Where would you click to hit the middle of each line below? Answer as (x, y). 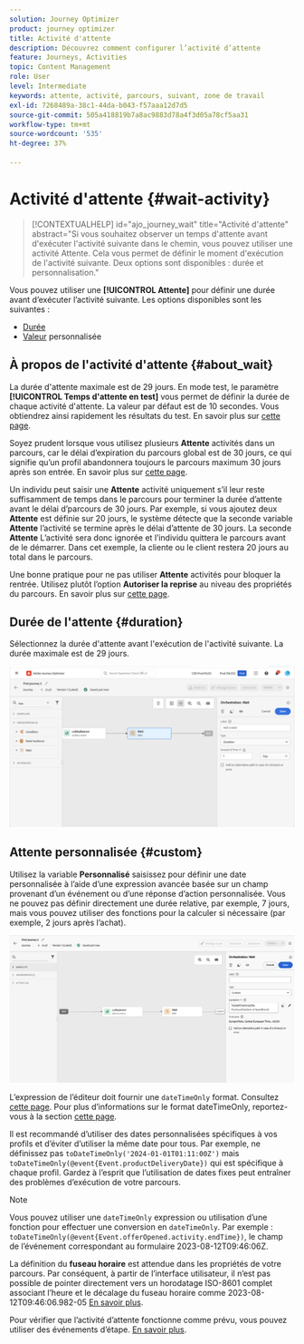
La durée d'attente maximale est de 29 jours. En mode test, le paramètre (144, 386)
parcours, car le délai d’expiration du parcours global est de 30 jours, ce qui (151, 453)
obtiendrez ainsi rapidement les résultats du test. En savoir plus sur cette (145, 415)
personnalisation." (65, 272)
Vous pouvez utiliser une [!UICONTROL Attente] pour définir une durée (142, 289)
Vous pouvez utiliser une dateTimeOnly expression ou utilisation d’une (138, 1217)
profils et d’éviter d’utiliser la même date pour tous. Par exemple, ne (135, 1144)
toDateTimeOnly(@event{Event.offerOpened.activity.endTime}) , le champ (146, 1237)
